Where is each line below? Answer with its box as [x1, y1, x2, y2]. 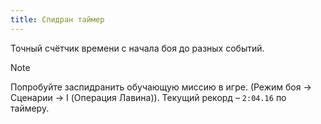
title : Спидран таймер [10, 14, 105, 25]
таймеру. [10, 102, 50, 114]
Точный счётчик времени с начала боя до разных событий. [10, 42, 265, 54]
